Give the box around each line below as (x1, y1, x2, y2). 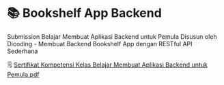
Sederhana (7, 47, 38, 55)
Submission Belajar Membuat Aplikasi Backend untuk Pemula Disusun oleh (7, 32, 217, 41)
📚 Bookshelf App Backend (7, 5, 162, 21)
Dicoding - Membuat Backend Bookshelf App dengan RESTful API (7, 39, 193, 48)
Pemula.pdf (7, 70, 40, 78)
